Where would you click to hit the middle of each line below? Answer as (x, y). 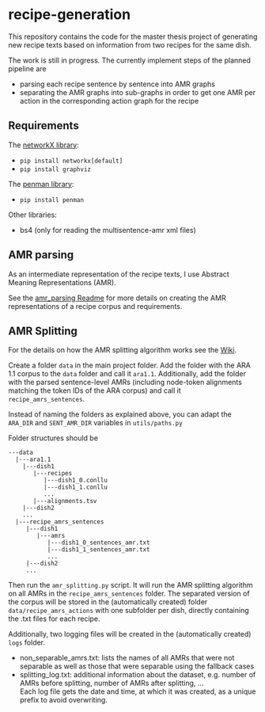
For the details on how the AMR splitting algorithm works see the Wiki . (123, 350)
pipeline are (27, 68)
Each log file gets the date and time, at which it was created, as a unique (138, 691)
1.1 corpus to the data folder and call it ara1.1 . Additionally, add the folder (127, 374)
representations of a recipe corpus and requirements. (95, 306)
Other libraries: (32, 215)
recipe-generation (70, 15)
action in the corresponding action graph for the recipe (109, 101)
